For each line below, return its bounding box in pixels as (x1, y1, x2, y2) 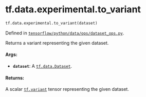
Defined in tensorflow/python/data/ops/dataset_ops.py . (5, 30, 124, 36)
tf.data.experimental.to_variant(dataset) (5, 21, 98, 26)
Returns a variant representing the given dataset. (5, 40, 109, 46)
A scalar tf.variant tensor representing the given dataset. (5, 86, 130, 92)
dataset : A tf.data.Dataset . (12, 63, 72, 69)
